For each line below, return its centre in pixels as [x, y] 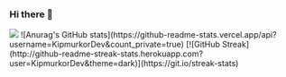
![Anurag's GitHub [54, 35]
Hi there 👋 [32, 14]
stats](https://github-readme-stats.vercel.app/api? [183, 35]
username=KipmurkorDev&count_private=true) [97, 45]
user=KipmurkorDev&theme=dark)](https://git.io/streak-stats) [124, 64]
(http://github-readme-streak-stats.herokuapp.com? [106, 54]
